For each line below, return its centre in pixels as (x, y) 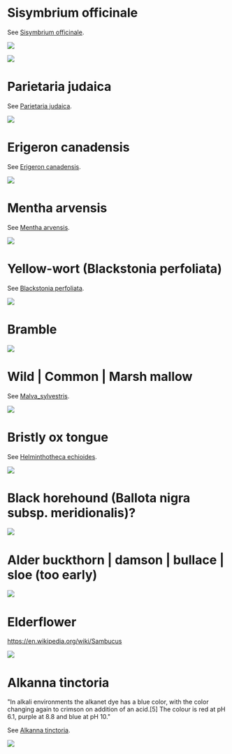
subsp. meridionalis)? (72, 513)
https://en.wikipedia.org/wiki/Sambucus (65, 641)
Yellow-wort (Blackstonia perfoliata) (115, 269)
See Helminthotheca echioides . (52, 456)
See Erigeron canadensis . (44, 166)
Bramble (32, 329)
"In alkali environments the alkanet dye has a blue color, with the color (108, 702)
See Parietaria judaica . (39, 106)
